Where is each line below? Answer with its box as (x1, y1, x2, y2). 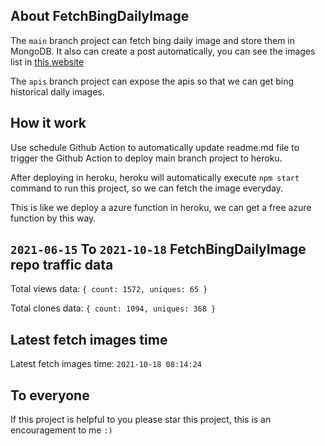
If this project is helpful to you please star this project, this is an (10, 414, 272, 426)
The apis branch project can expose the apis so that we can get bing (10, 75, 295, 87)
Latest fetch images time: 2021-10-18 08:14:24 (10, 358, 202, 370)
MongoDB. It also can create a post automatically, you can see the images (10, 45, 316, 57)
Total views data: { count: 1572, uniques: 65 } (10, 283, 208, 295)
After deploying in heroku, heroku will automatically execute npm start (10, 171, 300, 183)
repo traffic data (10, 257, 114, 274)
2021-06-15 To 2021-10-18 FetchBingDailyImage (10, 241, 307, 258)
